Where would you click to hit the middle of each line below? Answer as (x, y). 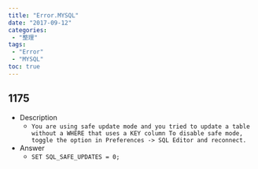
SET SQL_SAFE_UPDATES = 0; (76, 157)
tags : (17, 45)
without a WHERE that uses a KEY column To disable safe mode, (137, 133)
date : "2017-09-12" (40, 23)
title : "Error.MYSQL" (44, 15)
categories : (28, 30)
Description (38, 117)
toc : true (24, 67)
